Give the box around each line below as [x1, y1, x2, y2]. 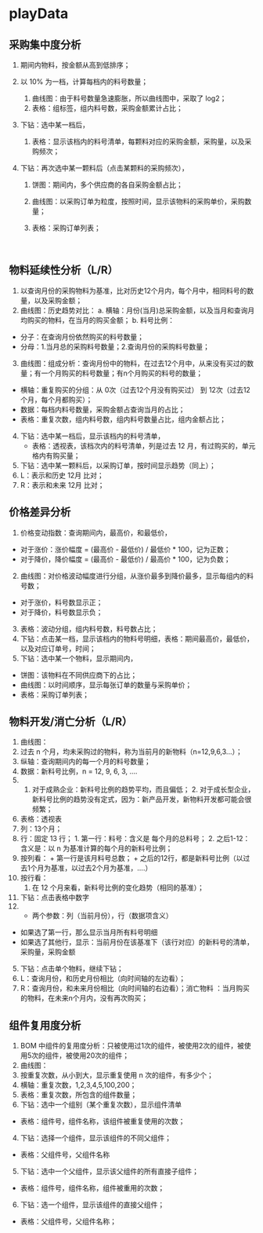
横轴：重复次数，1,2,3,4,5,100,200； [20, 1081, 137, 1090]
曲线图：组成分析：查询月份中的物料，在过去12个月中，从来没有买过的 [20, 358, 247, 368]
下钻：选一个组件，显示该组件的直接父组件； [20, 1200, 165, 1209]
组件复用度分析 [9, 1019, 81, 1032]
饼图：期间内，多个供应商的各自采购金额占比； [31, 180, 183, 189]
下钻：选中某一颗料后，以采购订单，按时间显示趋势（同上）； [20, 460, 216, 470]
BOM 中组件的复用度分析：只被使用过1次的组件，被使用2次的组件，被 [20, 1041, 245, 1051]
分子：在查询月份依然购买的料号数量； [20, 331, 144, 342]
